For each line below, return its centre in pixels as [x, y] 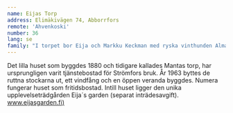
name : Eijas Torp [32, 14]
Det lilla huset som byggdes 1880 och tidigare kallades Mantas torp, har [109, 66]
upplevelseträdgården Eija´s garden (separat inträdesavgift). [93, 95]
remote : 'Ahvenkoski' [38, 26]
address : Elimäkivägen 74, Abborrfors [63, 20]
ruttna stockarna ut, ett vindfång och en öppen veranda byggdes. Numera [113, 80]
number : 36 [23, 33]
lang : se [20, 40]
